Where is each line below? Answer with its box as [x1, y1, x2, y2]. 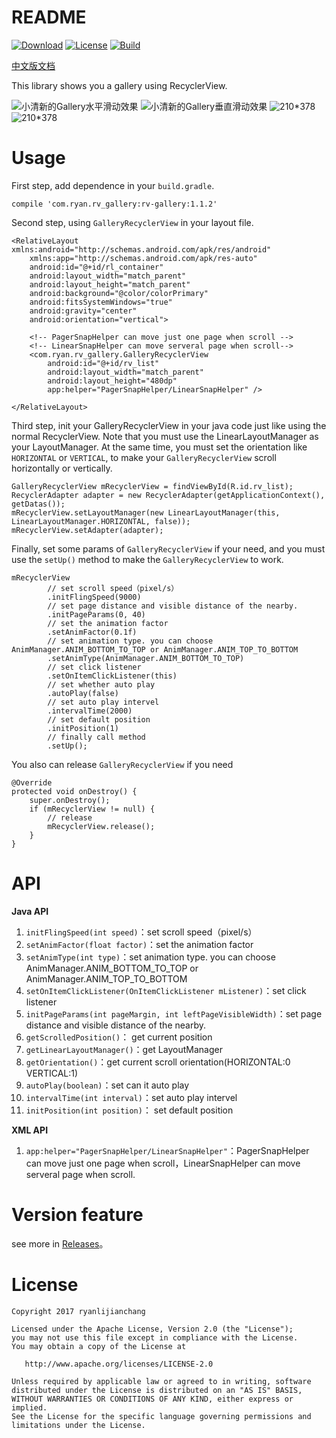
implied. [11, 1402, 48, 1413]
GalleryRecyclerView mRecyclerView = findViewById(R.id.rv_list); [11, 481, 294, 491]
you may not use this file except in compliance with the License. [11, 1332, 299, 1343]
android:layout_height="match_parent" [29, 279, 191, 290]
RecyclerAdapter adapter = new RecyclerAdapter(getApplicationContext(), [11, 490, 326, 500]
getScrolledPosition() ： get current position [25, 1031, 213, 1043]
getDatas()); [11, 499, 66, 509]
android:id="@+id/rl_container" [29, 262, 164, 272]
